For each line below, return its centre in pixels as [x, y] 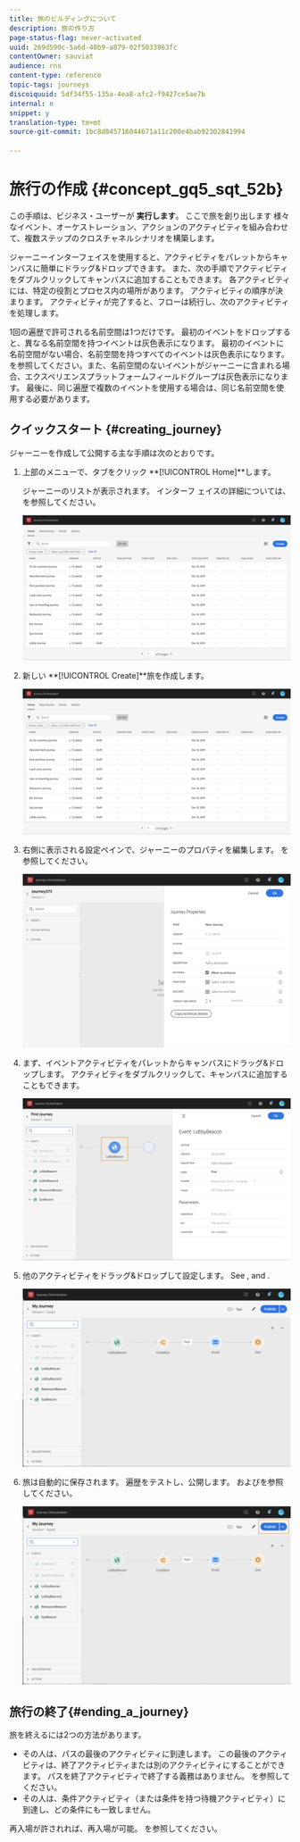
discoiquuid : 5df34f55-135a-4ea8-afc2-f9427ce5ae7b [107, 94]
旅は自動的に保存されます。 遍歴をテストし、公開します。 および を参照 [153, 1482]
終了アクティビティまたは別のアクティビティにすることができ [173, 1764]
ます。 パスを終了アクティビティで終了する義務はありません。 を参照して [156, 1776]
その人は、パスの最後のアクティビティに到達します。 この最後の [139, 1754]
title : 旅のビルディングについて [63, 19]
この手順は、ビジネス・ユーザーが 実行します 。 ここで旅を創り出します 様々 [150, 215]
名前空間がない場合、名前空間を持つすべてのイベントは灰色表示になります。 [150, 354]
